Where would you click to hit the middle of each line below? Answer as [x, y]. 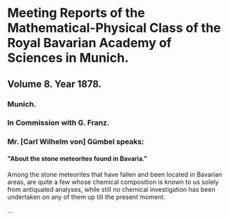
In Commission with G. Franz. [58, 123]
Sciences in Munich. [68, 58]
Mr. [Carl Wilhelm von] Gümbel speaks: [76, 142]
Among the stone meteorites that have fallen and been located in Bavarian [115, 174]
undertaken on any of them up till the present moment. [86, 197]
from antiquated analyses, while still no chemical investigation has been [111, 189]
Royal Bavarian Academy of [89, 43]
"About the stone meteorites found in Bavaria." [78, 158]
